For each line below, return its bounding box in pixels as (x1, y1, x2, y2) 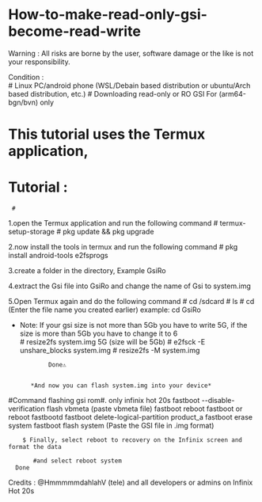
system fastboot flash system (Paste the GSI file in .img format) (8, 421, 215, 431)
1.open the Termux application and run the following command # (8, 219, 218, 228)
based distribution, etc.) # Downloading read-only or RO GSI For (8, 89, 218, 98)
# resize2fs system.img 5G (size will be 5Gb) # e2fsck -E (19, 337, 206, 347)
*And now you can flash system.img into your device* (30, 382, 212, 390)
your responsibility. (8, 57, 70, 67)
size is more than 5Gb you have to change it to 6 (19, 329, 178, 338)
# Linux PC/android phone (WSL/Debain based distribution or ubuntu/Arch (8, 81, 251, 90)
